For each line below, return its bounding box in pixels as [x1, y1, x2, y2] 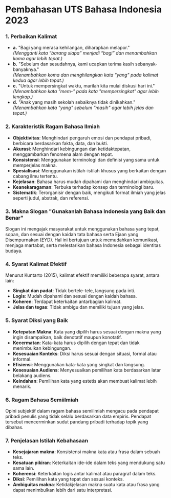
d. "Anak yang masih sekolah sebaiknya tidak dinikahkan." [12, 99, 136, 105]
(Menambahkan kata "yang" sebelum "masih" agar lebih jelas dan [12, 104, 154, 111]
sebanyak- [135, 61, 158, 67]
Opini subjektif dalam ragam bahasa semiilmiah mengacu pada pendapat [5, 407, 159, 414]
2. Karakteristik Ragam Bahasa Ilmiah [5, 123, 100, 130]
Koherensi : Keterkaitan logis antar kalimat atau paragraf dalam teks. [12, 471, 157, 477]
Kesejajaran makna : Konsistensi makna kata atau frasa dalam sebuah [12, 449, 160, 455]
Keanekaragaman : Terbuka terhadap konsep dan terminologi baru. [12, 184, 155, 190]
